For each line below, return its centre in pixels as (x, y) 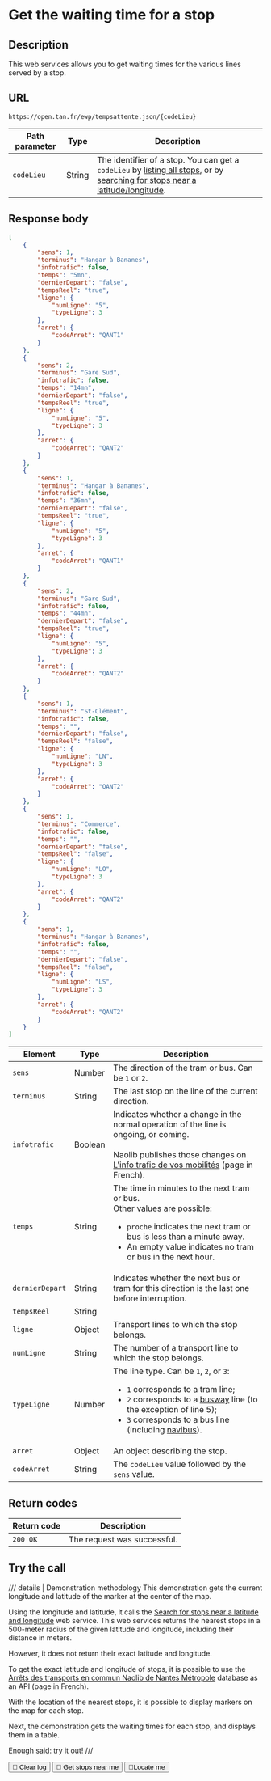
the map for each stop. (46, 1710)
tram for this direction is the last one (181, 1288)
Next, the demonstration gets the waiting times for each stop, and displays (132, 1726)
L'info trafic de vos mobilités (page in (183, 1165)
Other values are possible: (162, 1208)
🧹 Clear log (29, 1767)
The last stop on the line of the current (185, 1091)
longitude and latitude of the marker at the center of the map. (110, 1596)
